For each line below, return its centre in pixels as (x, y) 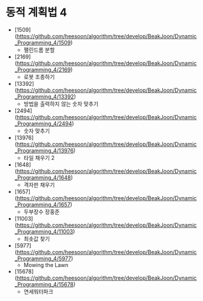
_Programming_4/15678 (44, 284)
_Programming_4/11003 (44, 231)
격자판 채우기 (39, 185)
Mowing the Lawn (46, 265)
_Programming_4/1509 (43, 43)
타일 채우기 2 (39, 157)
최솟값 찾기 (36, 238)
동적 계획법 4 (36, 12)
